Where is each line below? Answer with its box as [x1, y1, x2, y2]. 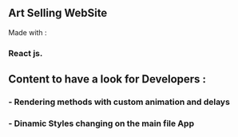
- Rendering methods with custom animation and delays [8, 96, 230, 107]
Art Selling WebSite [8, 6, 108, 20]
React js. [8, 47, 43, 58]
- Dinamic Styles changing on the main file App [8, 118, 194, 129]
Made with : [8, 27, 47, 37]
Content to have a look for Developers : [8, 72, 206, 87]
